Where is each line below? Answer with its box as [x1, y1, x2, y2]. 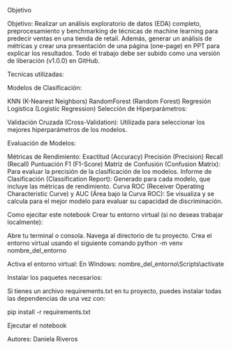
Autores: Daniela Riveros [7, 335, 78, 343]
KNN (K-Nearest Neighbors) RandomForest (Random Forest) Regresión [7, 97, 211, 105]
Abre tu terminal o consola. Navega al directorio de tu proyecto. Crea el [7, 232, 212, 239]
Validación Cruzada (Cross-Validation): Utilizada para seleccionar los [7, 118, 205, 126]
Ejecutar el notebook [7, 321, 67, 329]
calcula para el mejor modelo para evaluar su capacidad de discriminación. [7, 197, 223, 205]
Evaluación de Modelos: [7, 139, 77, 147]
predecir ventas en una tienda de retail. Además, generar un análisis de [7, 34, 213, 43]
